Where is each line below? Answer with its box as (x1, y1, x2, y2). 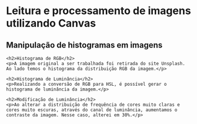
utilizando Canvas (6, 16, 96, 30)
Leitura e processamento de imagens (6, 4, 191, 18)
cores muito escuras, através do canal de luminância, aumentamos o (6, 107, 178, 113)
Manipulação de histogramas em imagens (6, 40, 163, 50)
